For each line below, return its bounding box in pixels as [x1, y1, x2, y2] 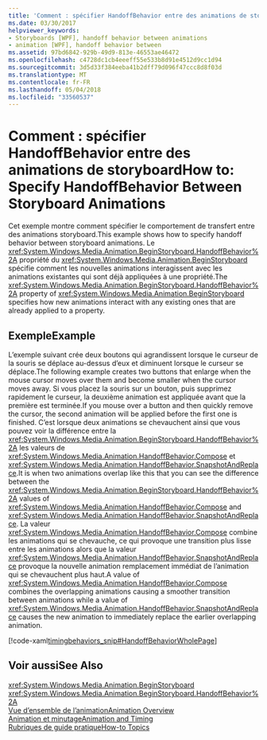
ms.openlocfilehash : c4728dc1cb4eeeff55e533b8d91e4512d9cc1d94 [8, 56, 222, 64]
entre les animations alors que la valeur [8, 544, 137, 554]
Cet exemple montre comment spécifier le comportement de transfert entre [8, 221, 256, 231]
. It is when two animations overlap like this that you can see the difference [16, 469, 259, 477]
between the [8, 477, 50, 486]
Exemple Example [8, 329, 96, 342]
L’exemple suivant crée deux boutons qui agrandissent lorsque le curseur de [8, 350, 258, 359]
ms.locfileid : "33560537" [8, 93, 94, 101]
